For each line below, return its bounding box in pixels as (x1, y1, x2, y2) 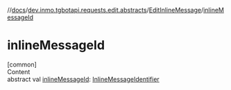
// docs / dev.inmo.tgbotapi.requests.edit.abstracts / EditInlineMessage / (7, 6, 204, 14)
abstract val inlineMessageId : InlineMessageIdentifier (7, 75, 160, 83)
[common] (7, 60, 37, 69)
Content (7, 67, 31, 75)
